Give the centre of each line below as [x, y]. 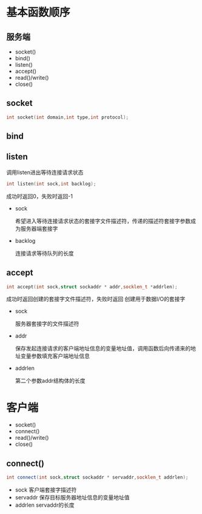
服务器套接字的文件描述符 [47, 324]
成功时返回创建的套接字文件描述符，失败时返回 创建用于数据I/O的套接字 [96, 299]
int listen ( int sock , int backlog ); [51, 184]
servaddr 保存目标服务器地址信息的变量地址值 [72, 498]
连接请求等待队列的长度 [44, 253]
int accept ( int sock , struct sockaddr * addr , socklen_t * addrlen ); [92, 287]
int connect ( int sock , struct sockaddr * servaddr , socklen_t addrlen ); [97, 478]
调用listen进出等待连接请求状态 [45, 172]
